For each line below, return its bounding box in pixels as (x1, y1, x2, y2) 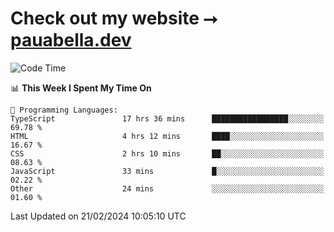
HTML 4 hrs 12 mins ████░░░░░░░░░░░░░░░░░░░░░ (10, 131, 325, 141)
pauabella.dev (10, 29, 132, 52)
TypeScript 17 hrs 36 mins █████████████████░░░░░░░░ (10, 113, 325, 124)
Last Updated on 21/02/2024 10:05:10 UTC (10, 210, 187, 222)
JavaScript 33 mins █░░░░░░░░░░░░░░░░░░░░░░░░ (10, 166, 325, 176)
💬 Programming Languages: (10, 105, 118, 115)
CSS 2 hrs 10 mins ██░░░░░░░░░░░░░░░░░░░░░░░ (10, 148, 325, 159)
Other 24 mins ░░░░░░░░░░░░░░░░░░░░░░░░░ (10, 183, 325, 194)
